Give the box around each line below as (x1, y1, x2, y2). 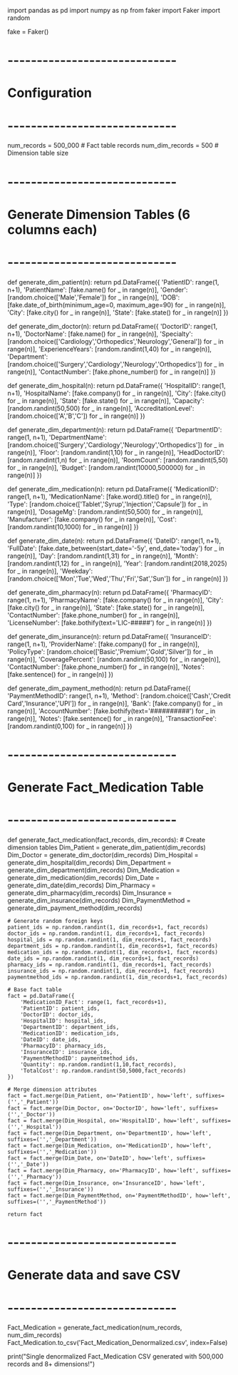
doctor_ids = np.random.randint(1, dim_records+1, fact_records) (7, 930, 205, 937)
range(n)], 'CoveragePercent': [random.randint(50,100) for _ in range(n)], (7, 655, 221, 663)
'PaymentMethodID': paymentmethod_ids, (20, 1055, 139, 1062)
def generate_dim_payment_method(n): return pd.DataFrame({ (7, 684, 191, 692)
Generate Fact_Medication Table (7, 779, 205, 795)
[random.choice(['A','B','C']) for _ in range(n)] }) (7, 412, 145, 420)
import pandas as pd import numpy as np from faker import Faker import (7, 6, 221, 14)
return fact (7, 1210, 43, 1218)
